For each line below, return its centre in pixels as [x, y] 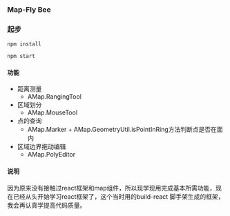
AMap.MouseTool [52, 112]
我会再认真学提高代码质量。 [47, 205]
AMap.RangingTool [54, 97]
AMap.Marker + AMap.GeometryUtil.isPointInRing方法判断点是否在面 [125, 130]
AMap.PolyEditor [51, 155]
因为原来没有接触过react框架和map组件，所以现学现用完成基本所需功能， [112, 188]
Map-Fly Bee [29, 10]
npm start [21, 57]
